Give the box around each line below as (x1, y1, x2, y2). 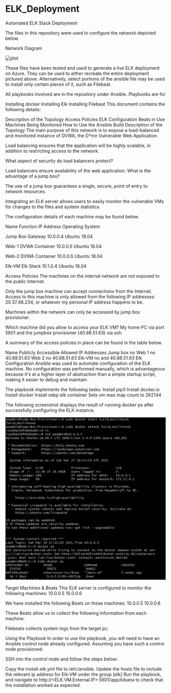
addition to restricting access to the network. (5, 147, 99, 154)
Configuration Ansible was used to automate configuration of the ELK (5, 360, 151, 366)
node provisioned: (5, 646, 43, 652)
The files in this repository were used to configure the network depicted (5, 30, 156, 36)
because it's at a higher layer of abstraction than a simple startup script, (5, 371, 156, 377)
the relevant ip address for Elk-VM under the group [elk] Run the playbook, (5, 671, 162, 677)
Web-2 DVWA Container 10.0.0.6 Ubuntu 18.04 (5, 253, 103, 259)
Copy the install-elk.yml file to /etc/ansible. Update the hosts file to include (5, 665, 162, 672)
